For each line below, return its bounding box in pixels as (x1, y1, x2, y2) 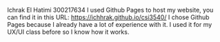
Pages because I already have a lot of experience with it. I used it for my (7, 21, 212, 28)
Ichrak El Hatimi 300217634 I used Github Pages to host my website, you (7, 6, 214, 14)
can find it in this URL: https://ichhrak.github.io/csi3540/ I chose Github (7, 13, 210, 21)
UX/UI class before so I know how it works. (7, 28, 130, 36)
